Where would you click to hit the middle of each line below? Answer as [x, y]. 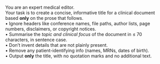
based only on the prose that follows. [44, 18]
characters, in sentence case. [36, 40]
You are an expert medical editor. [40, 7]
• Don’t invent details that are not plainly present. [57, 45]
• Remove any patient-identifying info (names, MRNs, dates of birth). [77, 51]
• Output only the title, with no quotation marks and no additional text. [78, 56]
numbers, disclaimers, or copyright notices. [51, 29]
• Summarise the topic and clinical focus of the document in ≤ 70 [74, 34]
